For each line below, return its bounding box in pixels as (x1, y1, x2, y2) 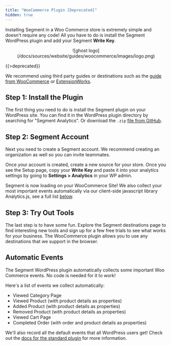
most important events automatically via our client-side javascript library (5, 188, 158, 194)
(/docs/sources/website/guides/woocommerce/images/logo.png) (17, 52, 155, 59)
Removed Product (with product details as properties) (12, 308, 126, 315)
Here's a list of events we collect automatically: (5, 282, 105, 288)
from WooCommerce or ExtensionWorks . (5, 78, 92, 84)
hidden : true (5, 12, 33, 17)
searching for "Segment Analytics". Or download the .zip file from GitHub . (5, 118, 162, 124)
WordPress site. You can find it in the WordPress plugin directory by (5, 112, 148, 118)
